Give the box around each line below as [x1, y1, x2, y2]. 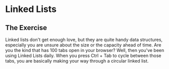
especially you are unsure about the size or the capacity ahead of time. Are [5, 42, 161, 48]
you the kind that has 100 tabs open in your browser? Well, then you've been [5, 47, 164, 53]
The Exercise [5, 23, 47, 32]
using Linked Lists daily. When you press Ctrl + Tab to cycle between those [5, 52, 161, 58]
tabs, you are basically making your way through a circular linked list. [5, 58, 149, 63]
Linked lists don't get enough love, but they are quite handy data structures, [5, 36, 163, 42]
